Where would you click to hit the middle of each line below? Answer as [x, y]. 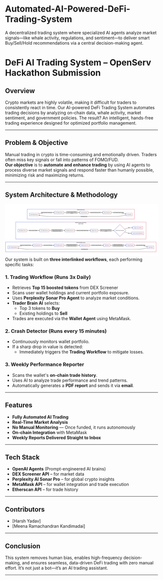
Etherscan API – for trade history [45, 490]
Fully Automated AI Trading [40, 417]
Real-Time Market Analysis [40, 422]
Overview [20, 91]
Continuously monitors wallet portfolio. [51, 342]
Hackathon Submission [53, 73]
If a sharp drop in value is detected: [48, 347]
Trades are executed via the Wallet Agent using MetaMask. [72, 319]
